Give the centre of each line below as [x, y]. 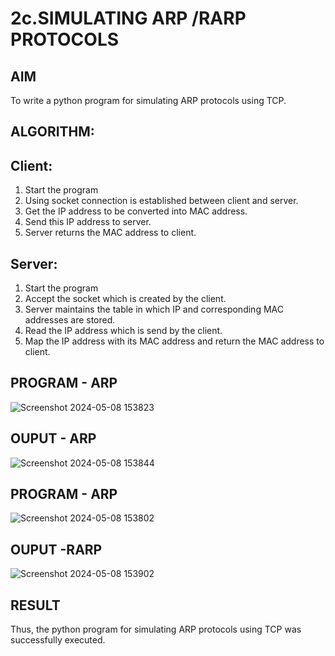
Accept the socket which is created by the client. [125, 299]
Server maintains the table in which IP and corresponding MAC [154, 309]
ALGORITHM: [52, 132]
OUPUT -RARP [56, 549]
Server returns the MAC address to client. [110, 233]
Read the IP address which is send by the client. [123, 331]
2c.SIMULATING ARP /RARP [128, 18]
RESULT [35, 605]
